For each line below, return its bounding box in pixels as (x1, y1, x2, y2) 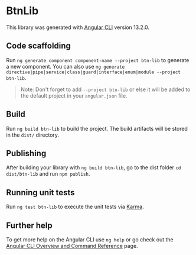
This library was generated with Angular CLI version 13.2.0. (6, 24, 149, 31)
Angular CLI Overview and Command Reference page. (6, 243, 138, 249)
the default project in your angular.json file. (20, 92, 128, 99)
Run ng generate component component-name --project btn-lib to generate (6, 56, 190, 63)
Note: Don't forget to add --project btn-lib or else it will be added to (20, 86, 191, 93)
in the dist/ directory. (6, 131, 60, 138)
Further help (6, 220, 53, 230)
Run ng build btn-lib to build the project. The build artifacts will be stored (6, 125, 188, 132)
